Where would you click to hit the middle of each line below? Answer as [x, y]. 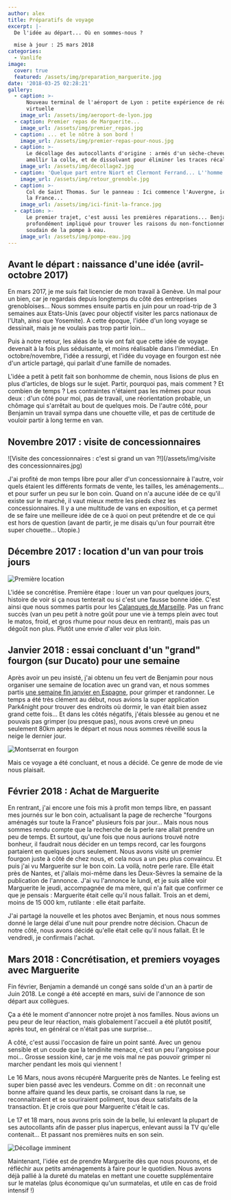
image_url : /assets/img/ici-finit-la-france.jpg [91, 205]
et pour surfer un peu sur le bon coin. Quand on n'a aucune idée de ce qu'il [114, 494]
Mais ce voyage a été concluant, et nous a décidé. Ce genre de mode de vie [115, 762]
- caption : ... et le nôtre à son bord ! [74, 135]
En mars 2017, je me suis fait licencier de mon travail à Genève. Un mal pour [114, 292]
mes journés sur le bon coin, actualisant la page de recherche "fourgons [110, 815]
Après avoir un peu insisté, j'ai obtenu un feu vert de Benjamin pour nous [111, 678]
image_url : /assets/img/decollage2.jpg [77, 166]
